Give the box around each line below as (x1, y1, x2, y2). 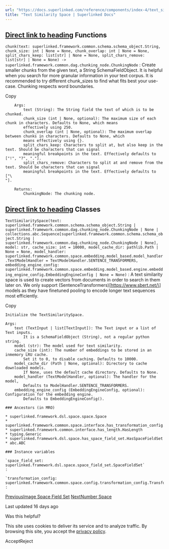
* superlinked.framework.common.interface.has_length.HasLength (5, 427, 143, 432)
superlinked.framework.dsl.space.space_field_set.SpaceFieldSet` (5, 463, 145, 468)
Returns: (14, 187, 33, 192)
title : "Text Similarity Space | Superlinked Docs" (5, 12, 116, 17)
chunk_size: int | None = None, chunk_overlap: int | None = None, (5, 48, 150, 54)
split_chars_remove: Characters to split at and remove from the (23, 160, 163, 166)
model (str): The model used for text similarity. (14, 343, 123, 348)
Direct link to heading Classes (5, 205, 101, 214)
